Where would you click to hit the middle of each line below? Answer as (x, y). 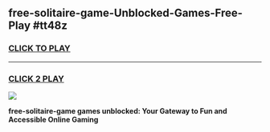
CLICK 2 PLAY (36, 78)
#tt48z (50, 26)
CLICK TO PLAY (39, 49)
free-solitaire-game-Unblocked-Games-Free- (126, 13)
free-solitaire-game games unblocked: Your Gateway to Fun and (118, 110)
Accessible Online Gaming (53, 119)
